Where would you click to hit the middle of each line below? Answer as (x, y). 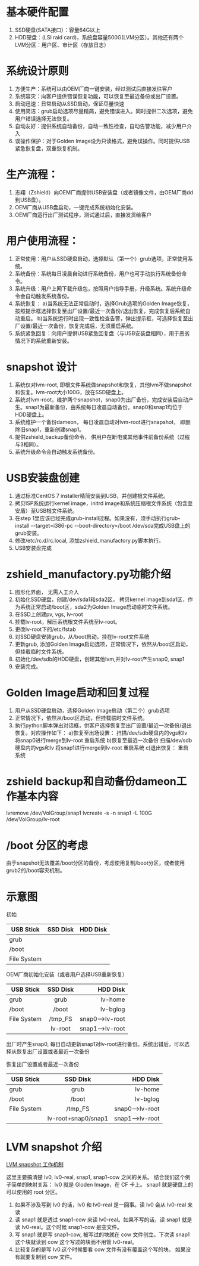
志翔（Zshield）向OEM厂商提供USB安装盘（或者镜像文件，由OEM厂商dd (104, 192)
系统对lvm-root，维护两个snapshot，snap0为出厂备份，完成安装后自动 (101, 400)
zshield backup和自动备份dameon (91, 781)
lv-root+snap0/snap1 (78, 1119)
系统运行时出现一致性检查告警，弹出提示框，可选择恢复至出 (120, 318)
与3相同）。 (28, 444)
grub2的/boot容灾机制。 (36, 871)
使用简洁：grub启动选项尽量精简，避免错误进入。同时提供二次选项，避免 (104, 111)
